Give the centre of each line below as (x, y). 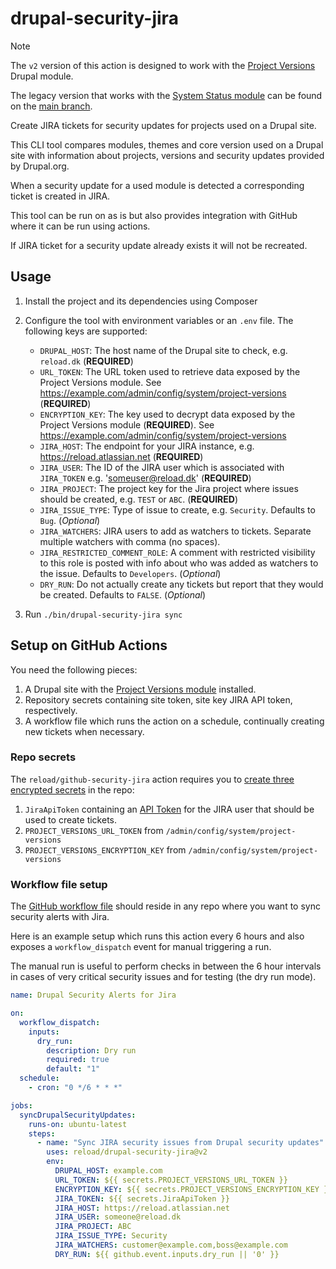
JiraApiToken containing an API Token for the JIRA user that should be (169, 809)
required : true (78, 1060)
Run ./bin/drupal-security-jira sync (103, 614)
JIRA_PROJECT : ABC (93, 1227)
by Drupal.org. (40, 166)
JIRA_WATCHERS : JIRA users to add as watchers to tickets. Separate (175, 531)
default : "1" (73, 1069)
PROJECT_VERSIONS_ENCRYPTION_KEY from (105, 849)
